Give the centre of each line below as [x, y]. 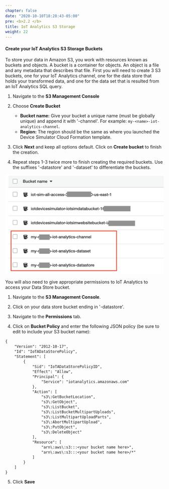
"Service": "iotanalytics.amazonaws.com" [85, 382]
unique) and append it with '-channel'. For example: [73, 121]
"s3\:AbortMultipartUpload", [71, 422]
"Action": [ [45, 392]
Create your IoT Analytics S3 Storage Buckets [54, 48]
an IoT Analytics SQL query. [34, 87]
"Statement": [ [30, 357]
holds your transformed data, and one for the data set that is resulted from [82, 81]
